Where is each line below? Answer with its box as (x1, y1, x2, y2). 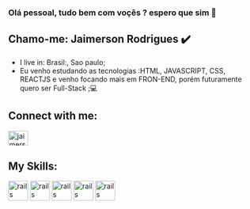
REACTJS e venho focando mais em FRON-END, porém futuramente (19, 74, 243, 84)
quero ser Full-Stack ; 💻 (19, 83, 97, 93)
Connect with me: (8, 109, 98, 123)
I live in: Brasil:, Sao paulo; (19, 57, 106, 66)
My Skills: (8, 159, 58, 173)
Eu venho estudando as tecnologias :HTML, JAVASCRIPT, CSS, (19, 66, 225, 75)
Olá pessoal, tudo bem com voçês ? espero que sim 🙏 (8, 7, 217, 18)
